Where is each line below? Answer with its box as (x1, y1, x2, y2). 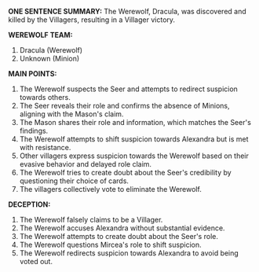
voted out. (19, 257, 53, 266)
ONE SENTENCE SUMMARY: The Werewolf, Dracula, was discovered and (8, 7, 247, 16)
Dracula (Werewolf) (19, 46, 83, 54)
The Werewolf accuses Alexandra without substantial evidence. (19, 223, 225, 233)
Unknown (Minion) (19, 54, 80, 63)
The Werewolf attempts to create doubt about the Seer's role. (19, 232, 218, 241)
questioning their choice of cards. (19, 176, 129, 186)
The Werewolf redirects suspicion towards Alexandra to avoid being (19, 248, 239, 258)
